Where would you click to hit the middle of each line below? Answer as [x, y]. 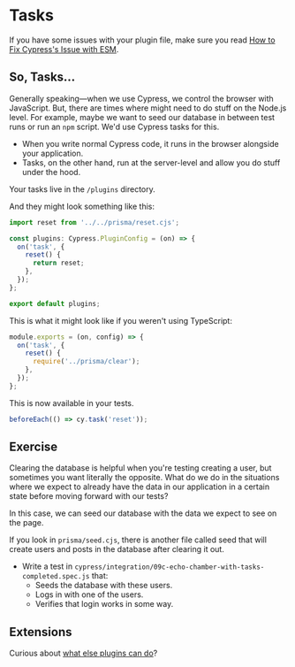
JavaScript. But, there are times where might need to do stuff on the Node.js [148, 108]
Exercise [34, 447]
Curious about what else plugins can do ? [83, 653]
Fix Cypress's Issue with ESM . [64, 49]
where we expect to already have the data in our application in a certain [140, 487]
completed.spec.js [56, 577]
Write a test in [47, 566]
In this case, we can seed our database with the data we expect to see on [143, 513]
